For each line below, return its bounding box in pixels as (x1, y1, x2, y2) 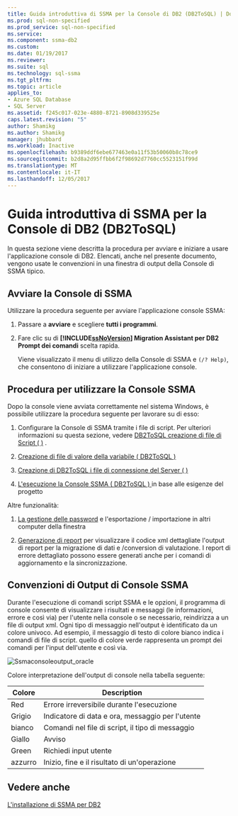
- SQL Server (7, 103, 46, 110)
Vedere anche (7, 781, 71, 793)
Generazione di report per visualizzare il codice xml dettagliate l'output (17, 536, 225, 545)
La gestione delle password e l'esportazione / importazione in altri (17, 515, 211, 524)
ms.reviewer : (7, 57, 46, 64)
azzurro (11, 757, 37, 767)
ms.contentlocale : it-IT (7, 168, 81, 176)
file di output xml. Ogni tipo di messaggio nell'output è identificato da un (7, 620, 218, 629)
